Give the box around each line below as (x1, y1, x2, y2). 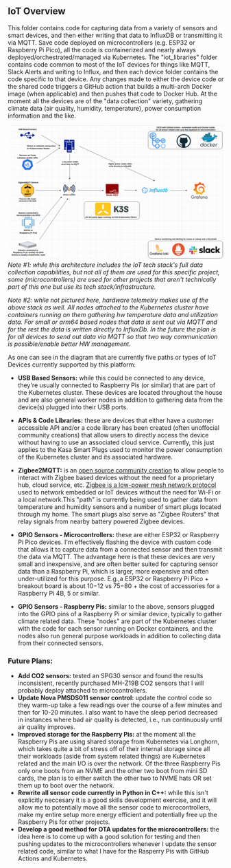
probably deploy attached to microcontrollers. (17, 686, 147, 695)
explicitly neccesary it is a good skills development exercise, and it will (17, 796, 217, 804)
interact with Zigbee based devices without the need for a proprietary (17, 473, 215, 481)
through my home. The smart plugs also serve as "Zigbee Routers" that (17, 510, 219, 518)
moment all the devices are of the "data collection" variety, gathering (8, 96, 203, 105)
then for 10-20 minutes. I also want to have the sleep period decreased (17, 708, 218, 717)
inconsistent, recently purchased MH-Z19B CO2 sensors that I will (17, 679, 204, 687)
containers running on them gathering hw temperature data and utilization (8, 310, 218, 318)
